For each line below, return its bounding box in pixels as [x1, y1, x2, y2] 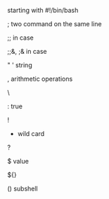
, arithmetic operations [7, 74, 73, 83]
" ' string [7, 61, 33, 69]
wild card [17, 130, 45, 137]
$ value [7, 157, 30, 165]
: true [7, 102, 23, 110]
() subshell [7, 184, 39, 193]
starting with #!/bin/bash [7, 6, 79, 14]
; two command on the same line [7, 20, 102, 28]
